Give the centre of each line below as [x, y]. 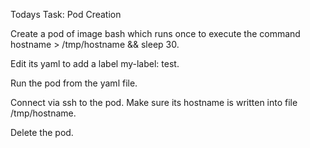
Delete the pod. [42, 132]
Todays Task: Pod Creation [66, 14]
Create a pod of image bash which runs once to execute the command [155, 33]
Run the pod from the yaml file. [74, 83]
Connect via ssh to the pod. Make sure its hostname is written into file [154, 102]
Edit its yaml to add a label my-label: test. [95, 63]
